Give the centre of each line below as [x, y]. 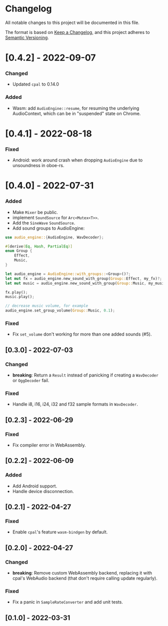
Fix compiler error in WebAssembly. [49, 445]
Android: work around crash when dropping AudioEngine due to [77, 160]
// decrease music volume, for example [47, 306]
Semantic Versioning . [27, 37]
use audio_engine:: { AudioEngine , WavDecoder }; [54, 237]
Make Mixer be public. [35, 212]
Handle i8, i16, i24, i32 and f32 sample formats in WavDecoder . [75, 404]
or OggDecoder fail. [31, 380]
